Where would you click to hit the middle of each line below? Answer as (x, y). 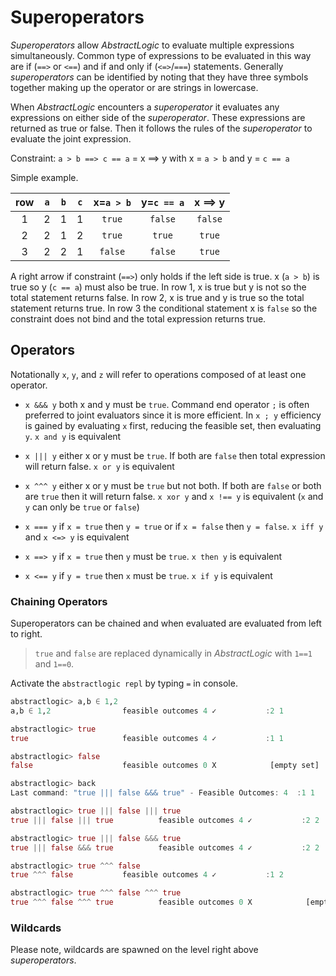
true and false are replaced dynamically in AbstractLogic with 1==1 (173, 653)
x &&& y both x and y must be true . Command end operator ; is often (167, 404)
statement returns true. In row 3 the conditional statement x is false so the (164, 308)
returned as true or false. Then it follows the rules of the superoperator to (161, 128)
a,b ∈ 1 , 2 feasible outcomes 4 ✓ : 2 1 (147, 711)
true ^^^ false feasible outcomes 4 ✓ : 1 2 (147, 875)
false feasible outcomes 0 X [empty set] (165, 766)
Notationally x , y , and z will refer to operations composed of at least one (158, 374)
